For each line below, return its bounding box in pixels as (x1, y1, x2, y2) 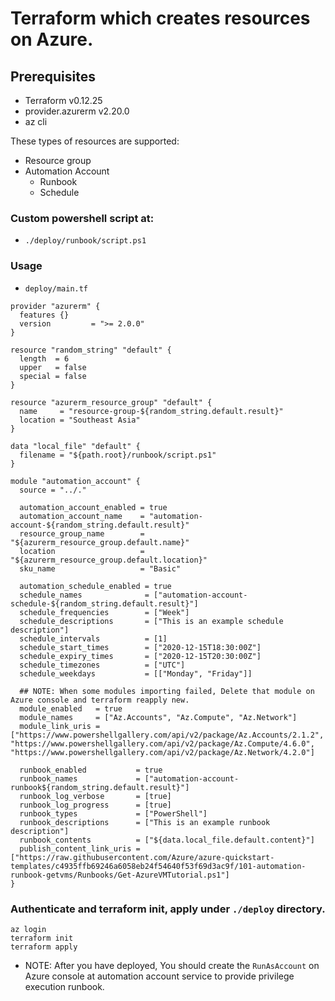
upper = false (19, 362, 87, 372)
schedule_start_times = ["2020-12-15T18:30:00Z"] (19, 642, 262, 652)
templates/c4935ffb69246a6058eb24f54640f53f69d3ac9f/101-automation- (10, 861, 307, 871)
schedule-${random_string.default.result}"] (10, 598, 199, 609)
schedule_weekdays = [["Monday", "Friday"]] (19, 668, 253, 679)
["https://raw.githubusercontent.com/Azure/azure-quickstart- (10, 852, 275, 862)
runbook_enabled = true (19, 765, 163, 775)
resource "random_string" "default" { (10, 345, 172, 355)
